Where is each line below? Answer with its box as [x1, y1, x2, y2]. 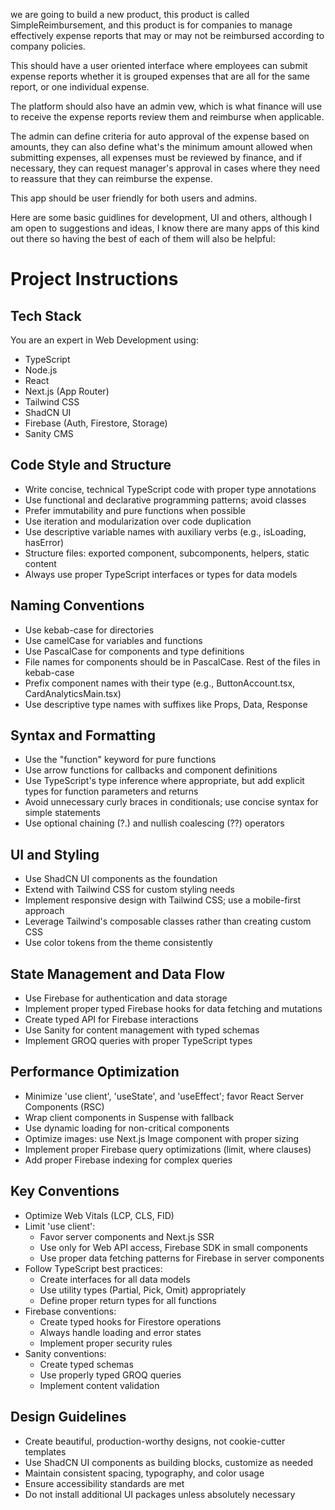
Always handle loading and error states [39, 1326, 202, 1338]
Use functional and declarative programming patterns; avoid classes [24, 494, 307, 506]
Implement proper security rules [39, 1337, 173, 1349]
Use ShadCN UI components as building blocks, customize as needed [24, 1456, 314, 1468]
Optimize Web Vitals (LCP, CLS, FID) [24, 1209, 175, 1221]
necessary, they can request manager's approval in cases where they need [10, 162, 321, 174]
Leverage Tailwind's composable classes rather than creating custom [24, 915, 312, 928]
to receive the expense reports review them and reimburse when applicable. [10, 111, 325, 123]
